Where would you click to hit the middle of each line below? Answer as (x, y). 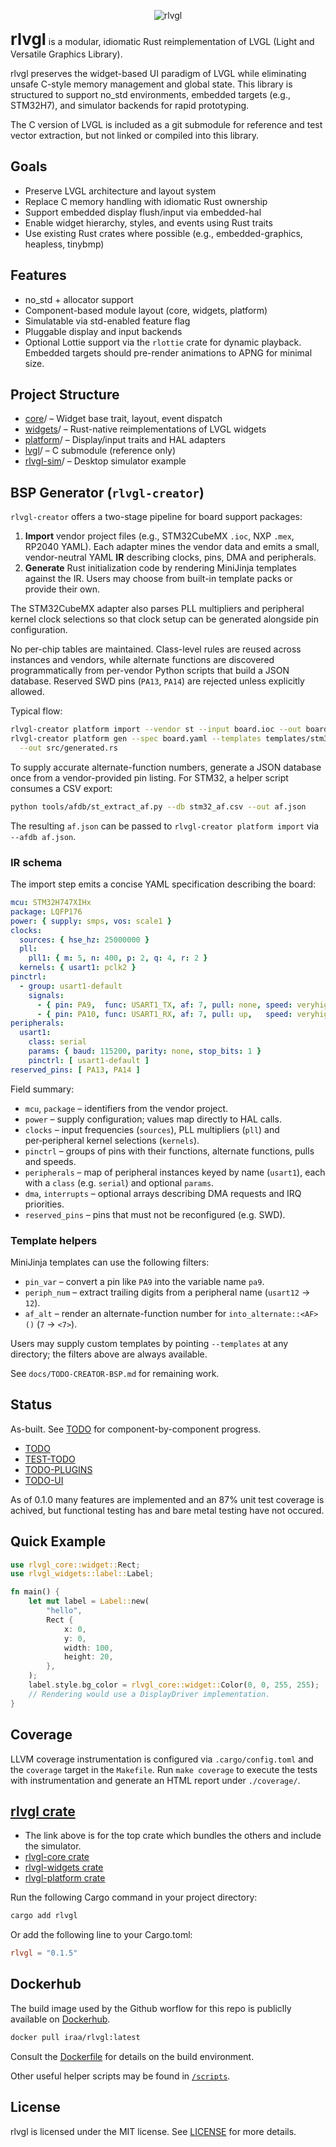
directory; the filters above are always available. (109, 1354)
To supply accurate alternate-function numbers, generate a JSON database (166, 767)
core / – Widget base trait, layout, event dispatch (123, 419)
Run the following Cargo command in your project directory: (134, 1897)
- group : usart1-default (71, 986)
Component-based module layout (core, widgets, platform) (146, 310)
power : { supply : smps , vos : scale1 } (91, 921)
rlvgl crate (43, 1811)
